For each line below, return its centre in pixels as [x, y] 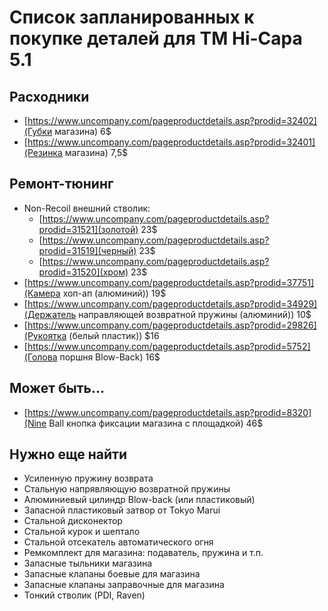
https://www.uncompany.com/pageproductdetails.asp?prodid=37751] [171, 282]
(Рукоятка [45, 335]
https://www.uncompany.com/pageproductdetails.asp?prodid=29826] [172, 325]
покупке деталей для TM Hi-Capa [156, 38]
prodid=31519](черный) [87, 250]
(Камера [42, 293]
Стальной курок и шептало [82, 532]
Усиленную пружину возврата [88, 478]
